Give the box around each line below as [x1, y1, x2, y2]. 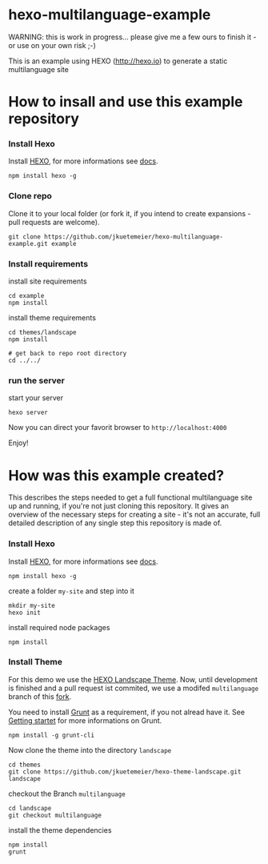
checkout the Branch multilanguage [8, 789, 126, 798]
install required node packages [8, 622, 110, 632]
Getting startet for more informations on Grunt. [8, 715, 162, 725]
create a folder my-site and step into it [8, 586, 134, 596]
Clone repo [8, 191, 52, 202]
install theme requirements [8, 313, 96, 323]
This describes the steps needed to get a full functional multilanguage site [8, 492, 253, 502]
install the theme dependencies [8, 825, 112, 834]
